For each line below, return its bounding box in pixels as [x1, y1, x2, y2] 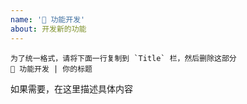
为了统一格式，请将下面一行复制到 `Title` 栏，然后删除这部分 [10, 53, 237, 63]
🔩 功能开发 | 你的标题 [10, 64, 93, 74]
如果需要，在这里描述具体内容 [10, 82, 133, 95]
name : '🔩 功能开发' [10, 14, 86, 25]
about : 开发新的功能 [10, 24, 87, 34]
